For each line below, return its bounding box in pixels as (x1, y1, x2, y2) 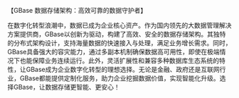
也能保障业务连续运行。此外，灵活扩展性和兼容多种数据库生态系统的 (19, 56, 219, 65)
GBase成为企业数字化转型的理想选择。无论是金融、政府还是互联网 (26, 66, 221, 73)
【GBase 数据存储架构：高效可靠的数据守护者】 (7, 6, 147, 14)
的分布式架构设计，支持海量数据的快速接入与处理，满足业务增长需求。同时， (7, 39, 232, 47)
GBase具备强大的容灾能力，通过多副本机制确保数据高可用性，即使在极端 (7, 48, 221, 56)
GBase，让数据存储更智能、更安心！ (13, 83, 121, 91)
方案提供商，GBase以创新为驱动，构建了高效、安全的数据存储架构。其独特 (7, 30, 226, 38)
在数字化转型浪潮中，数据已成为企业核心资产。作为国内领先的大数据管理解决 (7, 21, 232, 30)
